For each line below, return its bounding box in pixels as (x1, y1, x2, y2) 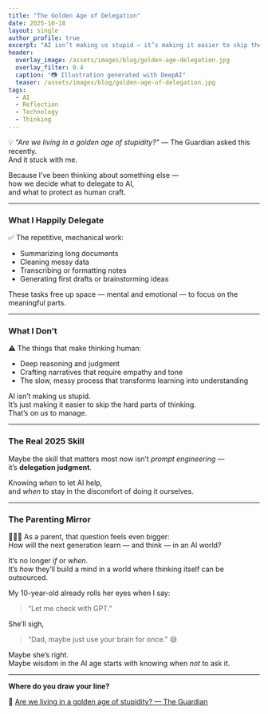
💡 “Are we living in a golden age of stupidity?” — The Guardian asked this (8, 137, 250, 147)
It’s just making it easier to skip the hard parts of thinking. (8, 400, 197, 409)
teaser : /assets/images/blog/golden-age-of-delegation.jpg (15, 78, 216, 86)
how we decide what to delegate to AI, (8, 179, 135, 188)
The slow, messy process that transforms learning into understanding (19, 376, 249, 385)
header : (8, 49, 34, 57)
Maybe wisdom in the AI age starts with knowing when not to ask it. (8, 659, 231, 669)
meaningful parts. (8, 298, 66, 308)
